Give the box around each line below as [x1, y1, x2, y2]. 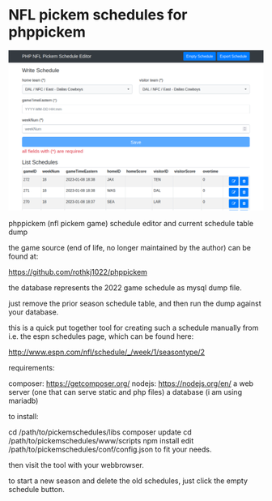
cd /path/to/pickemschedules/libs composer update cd [8, 427, 192, 437]
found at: [8, 251, 39, 261]
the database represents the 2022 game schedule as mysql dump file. [8, 283, 243, 293]
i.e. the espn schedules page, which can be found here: [8, 332, 194, 341]
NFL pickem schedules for [8, 6, 188, 24]
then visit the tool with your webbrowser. [8, 460, 144, 470]
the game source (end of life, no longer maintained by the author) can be [8, 243, 252, 253]
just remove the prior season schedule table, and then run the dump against [8, 298, 261, 309]
